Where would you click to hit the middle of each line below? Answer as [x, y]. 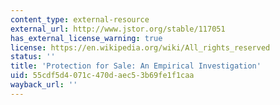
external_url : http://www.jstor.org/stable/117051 [118, 29]
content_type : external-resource [80, 19]
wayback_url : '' [44, 85]
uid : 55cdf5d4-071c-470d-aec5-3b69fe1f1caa [102, 76]
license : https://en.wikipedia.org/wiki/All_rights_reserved [140, 47]
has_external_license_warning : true [86, 38]
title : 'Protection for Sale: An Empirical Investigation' [136, 66]
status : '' [33, 57]
